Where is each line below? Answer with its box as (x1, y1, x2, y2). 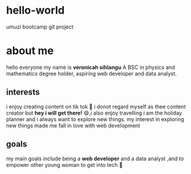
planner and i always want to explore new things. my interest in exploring (6, 115, 184, 122)
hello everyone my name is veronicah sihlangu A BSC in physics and (6, 64, 175, 71)
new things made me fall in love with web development (6, 122, 141, 129)
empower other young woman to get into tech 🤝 (6, 161, 123, 168)
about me (6, 44, 54, 58)
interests (6, 87, 40, 97)
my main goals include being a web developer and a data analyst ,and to (6, 155, 184, 162)
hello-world (6, 4, 65, 17)
